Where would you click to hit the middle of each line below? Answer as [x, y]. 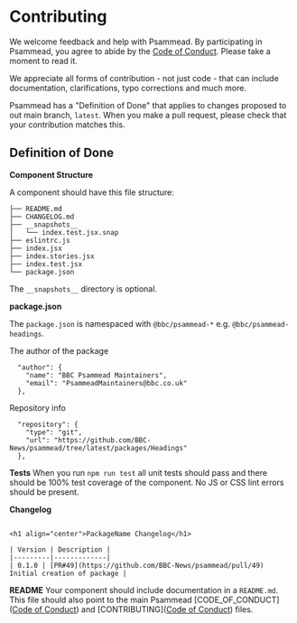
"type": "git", [54, 432]
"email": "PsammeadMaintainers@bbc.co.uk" [107, 383]
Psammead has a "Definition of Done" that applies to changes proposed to [148, 105]
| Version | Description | [60, 549]
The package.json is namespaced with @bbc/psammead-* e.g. [120, 323]
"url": [38, 440]
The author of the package [59, 350]
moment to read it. [44, 60]
